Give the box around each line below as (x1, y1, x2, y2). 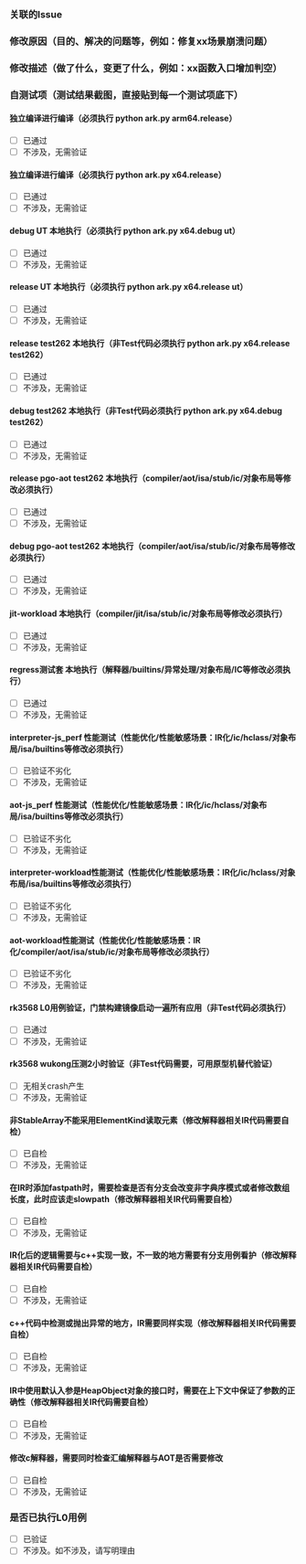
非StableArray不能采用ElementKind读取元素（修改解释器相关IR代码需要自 (9, 1114, 290, 1125)
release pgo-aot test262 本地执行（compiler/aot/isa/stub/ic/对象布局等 (9, 473, 283, 484)
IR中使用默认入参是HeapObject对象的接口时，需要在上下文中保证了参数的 (9, 1385, 288, 1396)
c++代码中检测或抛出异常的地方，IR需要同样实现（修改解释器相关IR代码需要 (9, 1317, 297, 1328)
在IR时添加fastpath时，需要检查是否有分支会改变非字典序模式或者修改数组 (9, 1182, 290, 1193)
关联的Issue (9, 7, 62, 20)
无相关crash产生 (22, 1080, 85, 1091)
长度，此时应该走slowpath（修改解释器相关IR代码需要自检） (9, 1193, 237, 1204)
